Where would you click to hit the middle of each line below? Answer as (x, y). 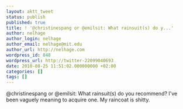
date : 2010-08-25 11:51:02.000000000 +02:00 (61, 66)
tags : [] (17, 77)
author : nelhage (26, 33)
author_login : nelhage (34, 39)
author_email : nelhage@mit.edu (44, 45)
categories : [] (25, 71)
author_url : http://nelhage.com (45, 50)
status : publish (26, 17)
